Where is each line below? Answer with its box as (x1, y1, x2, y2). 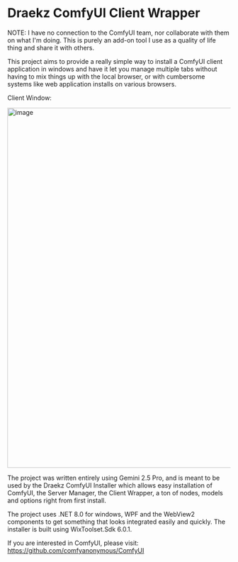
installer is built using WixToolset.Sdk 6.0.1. (7, 524, 132, 533)
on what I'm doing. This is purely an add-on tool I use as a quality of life (7, 35, 216, 44)
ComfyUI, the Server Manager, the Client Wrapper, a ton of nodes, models (7, 488, 223, 497)
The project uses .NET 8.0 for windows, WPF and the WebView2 (7, 510, 195, 518)
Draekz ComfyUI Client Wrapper (7, 5, 200, 21)
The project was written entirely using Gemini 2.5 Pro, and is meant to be (7, 473, 220, 482)
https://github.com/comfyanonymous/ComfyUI (7, 546, 144, 554)
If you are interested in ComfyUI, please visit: (7, 539, 140, 547)
